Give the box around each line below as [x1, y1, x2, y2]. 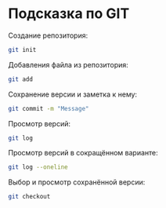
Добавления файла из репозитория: [8, 60, 129, 69]
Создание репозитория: [8, 31, 88, 40]
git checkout [8, 193, 51, 201]
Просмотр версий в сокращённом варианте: [8, 148, 158, 158]
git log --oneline [8, 163, 68, 171]
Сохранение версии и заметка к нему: [8, 89, 138, 99]
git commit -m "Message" [8, 104, 89, 112]
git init [8, 46, 37, 53]
